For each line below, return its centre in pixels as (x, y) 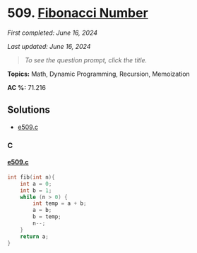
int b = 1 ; (36, 190)
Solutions (29, 110)
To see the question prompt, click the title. (86, 60)
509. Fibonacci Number (78, 13)
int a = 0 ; (36, 184)
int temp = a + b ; (60, 203)
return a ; (35, 236)
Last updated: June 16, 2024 (49, 46)
